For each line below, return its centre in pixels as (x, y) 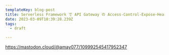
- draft (18, 28)
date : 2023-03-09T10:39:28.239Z (39, 19)
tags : (11, 24)
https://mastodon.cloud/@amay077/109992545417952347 (66, 47)
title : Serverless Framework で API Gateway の (55, 14)
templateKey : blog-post (30, 10)
